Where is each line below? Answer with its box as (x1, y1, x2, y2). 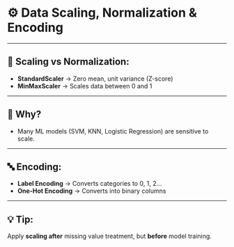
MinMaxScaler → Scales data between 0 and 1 (17, 81, 153, 90)
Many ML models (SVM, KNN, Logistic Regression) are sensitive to (17, 127, 209, 135)
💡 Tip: (7, 214, 33, 225)
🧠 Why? (7, 109, 42, 120)
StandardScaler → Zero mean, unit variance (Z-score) (17, 74, 173, 83)
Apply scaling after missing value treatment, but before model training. (7, 232, 212, 241)
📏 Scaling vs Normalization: (7, 56, 130, 67)
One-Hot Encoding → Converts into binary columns (17, 186, 166, 196)
